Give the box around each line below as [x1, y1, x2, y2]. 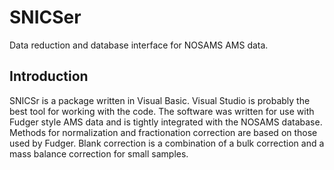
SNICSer [9, 6, 82, 29]
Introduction [9, 68, 89, 85]
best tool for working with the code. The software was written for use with [9, 105, 315, 117]
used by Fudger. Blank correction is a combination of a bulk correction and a [9, 137, 325, 149]
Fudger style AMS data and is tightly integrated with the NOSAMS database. [9, 116, 323, 128]
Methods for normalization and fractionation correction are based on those [9, 126, 318, 138]
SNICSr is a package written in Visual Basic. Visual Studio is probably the [9, 94, 311, 106]
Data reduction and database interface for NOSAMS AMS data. [9, 39, 269, 51]
